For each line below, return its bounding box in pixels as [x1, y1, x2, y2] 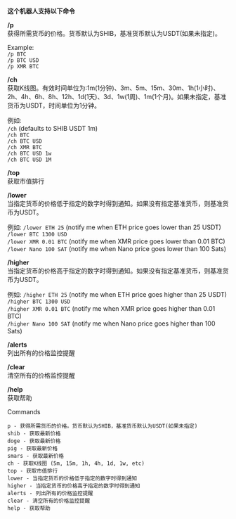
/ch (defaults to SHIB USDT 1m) [7, 124, 98, 132]
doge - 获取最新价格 [7, 437, 61, 444]
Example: [7, 44, 34, 51]
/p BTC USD [7, 57, 39, 64]
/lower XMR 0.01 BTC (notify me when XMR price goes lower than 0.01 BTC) [7, 237, 226, 245]
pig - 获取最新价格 [7, 445, 58, 452]
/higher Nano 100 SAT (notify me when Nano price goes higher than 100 [7, 319, 216, 328]
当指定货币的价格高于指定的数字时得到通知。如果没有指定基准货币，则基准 [7, 267, 223, 275]
